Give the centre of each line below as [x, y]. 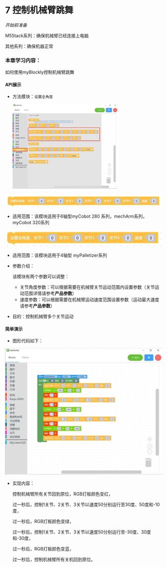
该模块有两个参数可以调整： [41, 277]
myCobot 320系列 [31, 222]
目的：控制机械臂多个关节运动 [43, 316]
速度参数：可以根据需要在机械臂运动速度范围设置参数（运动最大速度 [89, 299]
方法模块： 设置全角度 [33, 97]
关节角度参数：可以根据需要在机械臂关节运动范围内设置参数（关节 [87, 287]
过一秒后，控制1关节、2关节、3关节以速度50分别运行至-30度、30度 [82, 532]
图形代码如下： [28, 341]
